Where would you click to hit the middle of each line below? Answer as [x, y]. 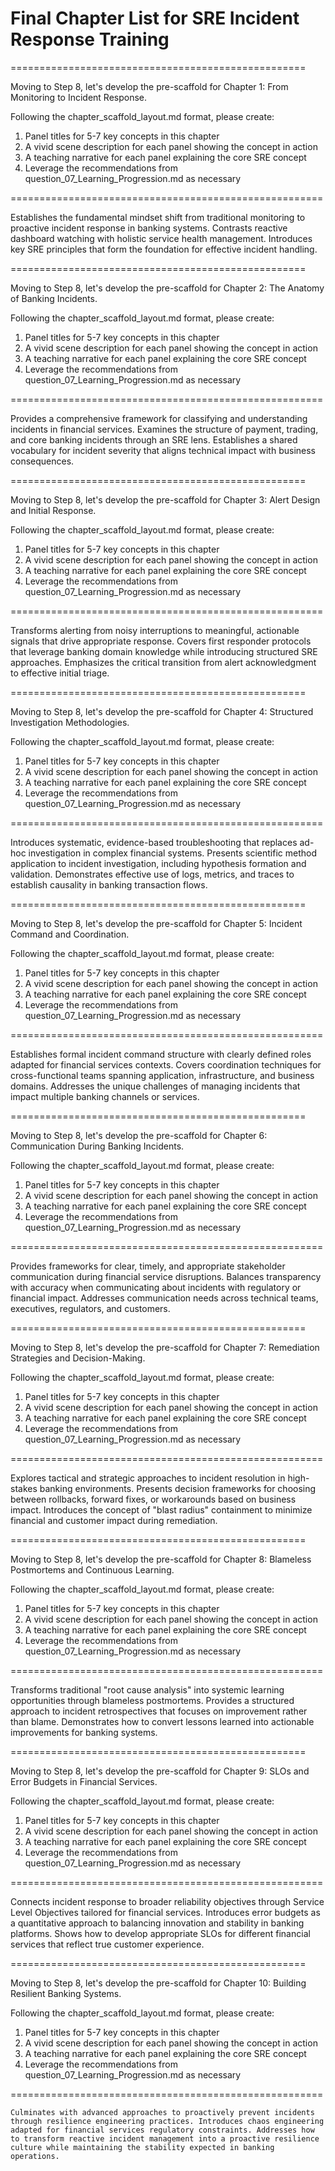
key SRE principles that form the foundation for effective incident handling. [164, 249]
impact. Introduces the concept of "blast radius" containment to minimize [161, 1509]
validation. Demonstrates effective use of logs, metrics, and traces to [152, 874]
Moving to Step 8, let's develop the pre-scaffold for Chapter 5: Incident [156, 923]
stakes [24, 1488]
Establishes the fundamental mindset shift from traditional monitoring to [158, 217]
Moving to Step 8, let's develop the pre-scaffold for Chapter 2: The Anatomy [167, 288]
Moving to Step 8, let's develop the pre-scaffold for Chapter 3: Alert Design [165, 499]
